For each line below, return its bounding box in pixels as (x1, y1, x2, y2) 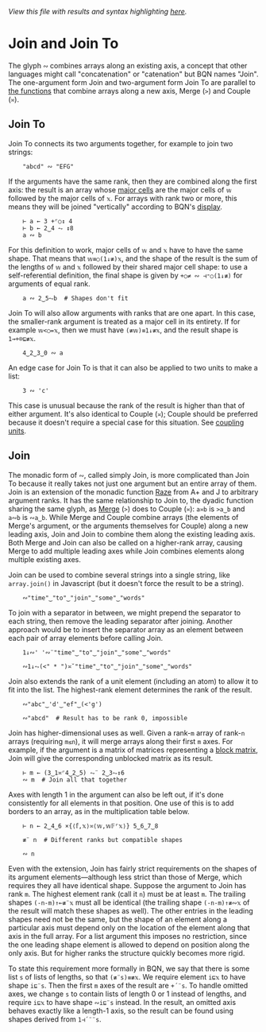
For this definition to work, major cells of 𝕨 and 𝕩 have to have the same (8, 245, 244, 254)
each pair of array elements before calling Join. (8, 633, 164, 642)
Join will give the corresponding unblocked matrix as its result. (8, 753, 214, 762)
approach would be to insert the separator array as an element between (8, 624, 244, 634)
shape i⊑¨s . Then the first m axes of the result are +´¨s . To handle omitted (8, 980, 249, 990)
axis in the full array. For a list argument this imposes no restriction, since (8, 931, 248, 941)
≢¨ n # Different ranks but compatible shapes (22, 836, 183, 844)
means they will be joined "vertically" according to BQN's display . (8, 202, 222, 211)
